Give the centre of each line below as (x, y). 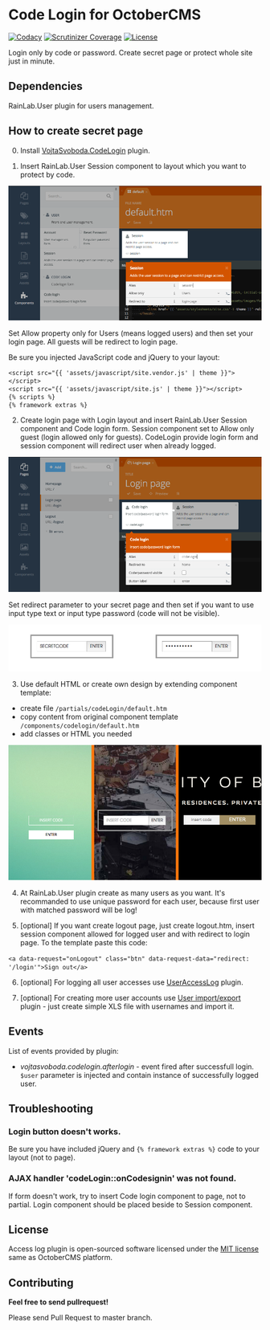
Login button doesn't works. (65, 1132)
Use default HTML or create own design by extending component (129, 684)
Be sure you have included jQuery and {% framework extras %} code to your (134, 1149)
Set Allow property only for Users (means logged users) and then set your (131, 333)
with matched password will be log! (79, 910)
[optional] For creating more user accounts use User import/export (130, 997)
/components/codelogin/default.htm (80, 726)
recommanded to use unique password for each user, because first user (139, 901)
